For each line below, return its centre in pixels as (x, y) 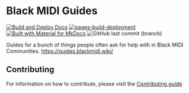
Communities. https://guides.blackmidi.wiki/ (60, 51)
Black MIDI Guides (52, 11)
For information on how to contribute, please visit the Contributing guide (94, 84)
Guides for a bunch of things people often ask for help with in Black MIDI (95, 45)
